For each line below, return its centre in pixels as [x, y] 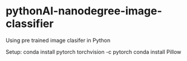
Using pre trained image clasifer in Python [58, 40]
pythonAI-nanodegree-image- [84, 11]
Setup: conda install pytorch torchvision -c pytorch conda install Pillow [93, 51]
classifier [30, 24]
